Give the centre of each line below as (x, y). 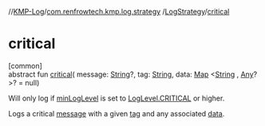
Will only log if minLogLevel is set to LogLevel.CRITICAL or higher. (117, 98)
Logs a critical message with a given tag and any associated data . (117, 113)
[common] (25, 65)
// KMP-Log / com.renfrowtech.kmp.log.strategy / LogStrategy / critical (119, 12)
